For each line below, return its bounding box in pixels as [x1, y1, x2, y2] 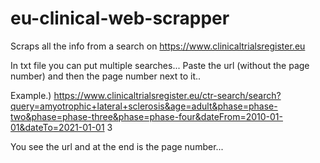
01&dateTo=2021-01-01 [10, 121, 105, 133]
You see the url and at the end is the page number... [10, 140, 224, 152]
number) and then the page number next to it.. [10, 70, 202, 82]
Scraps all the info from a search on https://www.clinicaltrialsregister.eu [10, 40, 306, 52]
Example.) [10, 89, 52, 101]
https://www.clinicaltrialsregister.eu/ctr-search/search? [53, 89, 282, 101]
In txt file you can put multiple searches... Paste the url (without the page [10, 59, 310, 71]
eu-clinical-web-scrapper [10, 7, 230, 30]
